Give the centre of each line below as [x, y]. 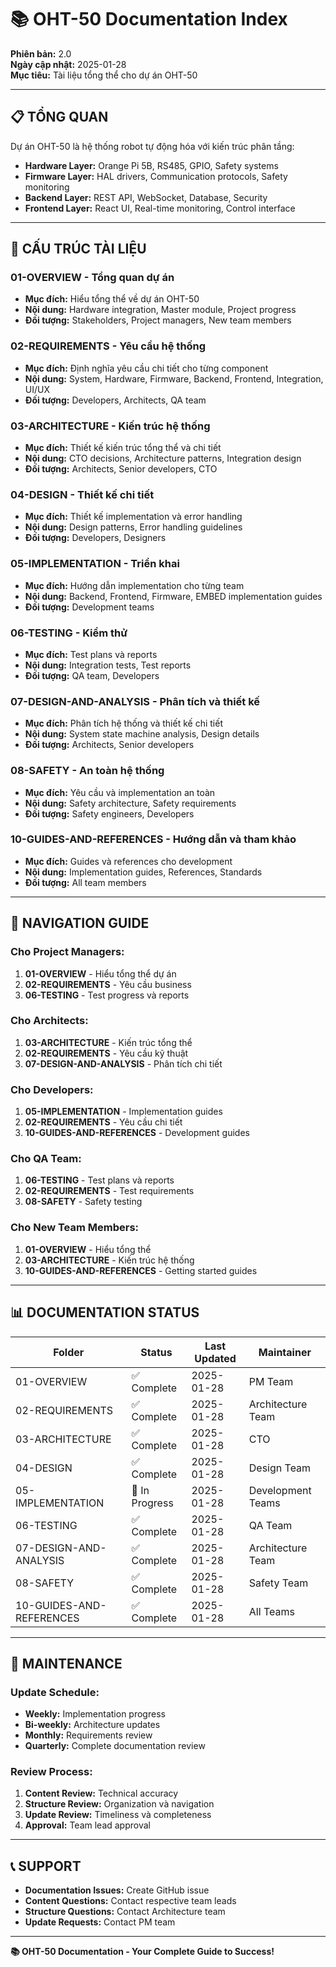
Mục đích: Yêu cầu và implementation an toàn [120, 792]
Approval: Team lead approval [87, 1825]
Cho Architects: [49, 1021]
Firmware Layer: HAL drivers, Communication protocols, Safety [156, 176]
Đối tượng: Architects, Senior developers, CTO [121, 469]
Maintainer [285, 1352]
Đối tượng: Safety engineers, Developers [109, 813]
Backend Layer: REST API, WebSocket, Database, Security [146, 197]
